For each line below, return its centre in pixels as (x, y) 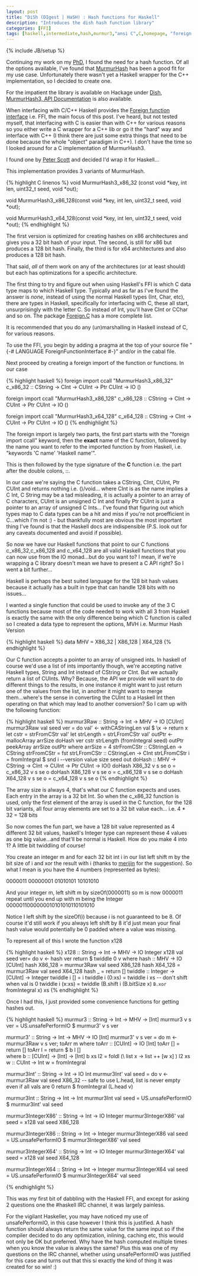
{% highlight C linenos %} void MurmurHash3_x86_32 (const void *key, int (97, 183)
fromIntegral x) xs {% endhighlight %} (52, 990)
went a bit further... (29, 570)
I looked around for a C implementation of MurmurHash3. (76, 148)
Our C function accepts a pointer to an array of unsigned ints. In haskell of (96, 660)
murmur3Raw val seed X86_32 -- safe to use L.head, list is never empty (93, 1080)
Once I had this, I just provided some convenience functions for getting (92, 1002)
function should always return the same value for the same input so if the (95, 1229)
